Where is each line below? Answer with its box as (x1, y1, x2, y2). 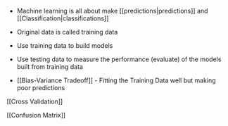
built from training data (16, 63, 84, 70)
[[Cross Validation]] (6, 97, 63, 106)
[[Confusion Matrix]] (6, 111, 66, 119)
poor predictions (16, 84, 65, 92)
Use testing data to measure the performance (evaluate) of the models (16, 55, 222, 63)
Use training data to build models (16, 42, 113, 49)
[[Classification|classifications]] (16, 14, 109, 23)
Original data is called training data (16, 28, 118, 36)
